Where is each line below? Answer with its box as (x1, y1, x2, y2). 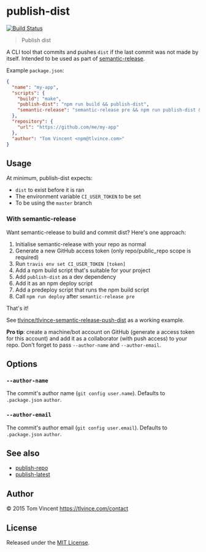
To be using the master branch (15, 199, 92, 206)
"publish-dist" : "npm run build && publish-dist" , (17, 101, 150, 108)
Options (6, 358, 38, 369)
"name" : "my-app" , (12, 84, 59, 90)
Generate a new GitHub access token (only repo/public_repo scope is (15, 247, 191, 254)
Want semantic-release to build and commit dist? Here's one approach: (6, 229, 186, 236)
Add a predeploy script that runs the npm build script (15, 286, 149, 293)
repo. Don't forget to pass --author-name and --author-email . (6, 341, 161, 349)
